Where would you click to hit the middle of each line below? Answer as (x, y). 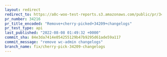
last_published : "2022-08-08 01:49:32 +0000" (53, 33)
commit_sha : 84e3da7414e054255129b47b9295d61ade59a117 (63, 38)
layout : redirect (23, 10)
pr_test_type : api (24, 28)
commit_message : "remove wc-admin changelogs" (54, 42)
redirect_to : (18, 14)
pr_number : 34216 (23, 19)
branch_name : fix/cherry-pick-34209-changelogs (55, 47)
